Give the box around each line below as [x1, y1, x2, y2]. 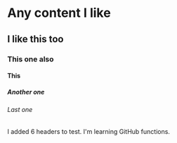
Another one [7, 87, 45, 96]
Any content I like [7, 5, 111, 21]
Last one [7, 106, 33, 114]
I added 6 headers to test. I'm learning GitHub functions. [7, 127, 171, 135]
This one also [7, 54, 54, 64]
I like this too [7, 33, 64, 45]
